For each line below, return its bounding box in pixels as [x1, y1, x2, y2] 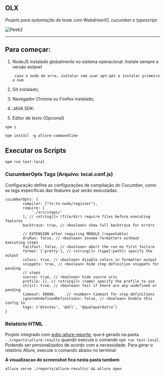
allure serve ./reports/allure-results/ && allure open [5, 367, 122, 372]
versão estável [12, 64, 42, 69]
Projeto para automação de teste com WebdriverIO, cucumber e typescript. [5, 17, 159, 23]
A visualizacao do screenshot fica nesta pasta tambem [5, 357, 120, 363]
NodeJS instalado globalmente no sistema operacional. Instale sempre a [12, 59, 159, 65]
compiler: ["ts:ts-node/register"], [23, 201, 98, 206]
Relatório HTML [5, 320, 43, 327]
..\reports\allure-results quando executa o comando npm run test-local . [5, 337, 160, 343]
